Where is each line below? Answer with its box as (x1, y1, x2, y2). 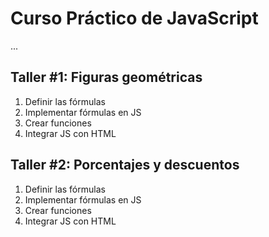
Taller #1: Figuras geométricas (10, 69, 203, 86)
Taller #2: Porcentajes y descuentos (10, 157, 240, 174)
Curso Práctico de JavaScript (10, 7, 259, 30)
